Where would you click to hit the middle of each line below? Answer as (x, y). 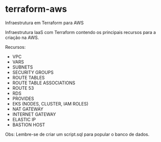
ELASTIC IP (24, 119)
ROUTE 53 (23, 88)
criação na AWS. (22, 37)
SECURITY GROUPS (33, 72)
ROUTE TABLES (28, 77)
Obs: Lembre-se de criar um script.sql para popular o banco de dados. (77, 134)
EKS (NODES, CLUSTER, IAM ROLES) (50, 104)
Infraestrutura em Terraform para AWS (45, 23)
